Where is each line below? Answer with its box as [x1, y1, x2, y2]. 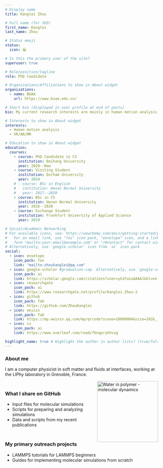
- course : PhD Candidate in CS [14, 154, 77, 159]
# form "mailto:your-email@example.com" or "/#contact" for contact [5, 240, 151, 245]
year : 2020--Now [17, 163, 51, 168]
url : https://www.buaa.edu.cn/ [14, 96, 77, 101]
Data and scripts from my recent [12, 417, 77, 423]
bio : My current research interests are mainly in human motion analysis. [5, 109, 160, 114]
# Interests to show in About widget [5, 118, 81, 123]
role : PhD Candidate [5, 74, 47, 79]
